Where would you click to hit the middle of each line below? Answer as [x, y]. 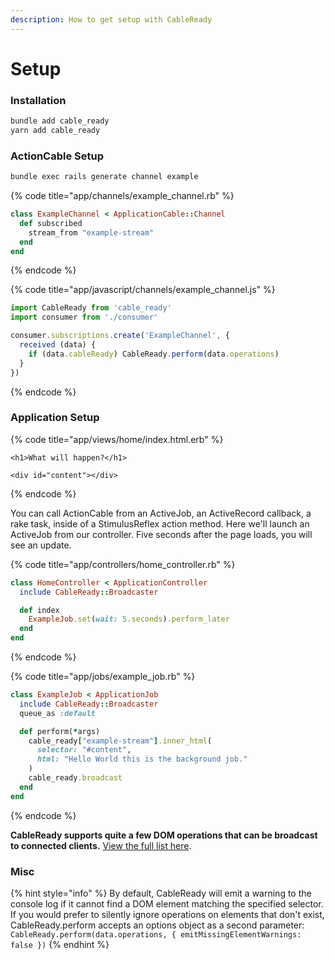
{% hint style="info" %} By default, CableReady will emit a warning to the [161, 893]
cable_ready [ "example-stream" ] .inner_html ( [120, 741]
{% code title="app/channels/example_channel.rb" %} [122, 196]
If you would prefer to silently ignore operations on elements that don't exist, [167, 914]
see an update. [41, 545]
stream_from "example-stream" [91, 232]
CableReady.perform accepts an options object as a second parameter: [157, 925]
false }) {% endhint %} [60, 944]
